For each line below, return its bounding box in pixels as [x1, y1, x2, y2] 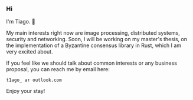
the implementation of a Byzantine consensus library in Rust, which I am [6, 42, 182, 49]
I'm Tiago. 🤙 [6, 18, 35, 25]
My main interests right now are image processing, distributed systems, [6, 29, 180, 36]
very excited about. [6, 48, 53, 55]
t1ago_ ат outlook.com [6, 77, 62, 84]
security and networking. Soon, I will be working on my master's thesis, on [6, 36, 188, 43]
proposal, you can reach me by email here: [6, 66, 110, 73]
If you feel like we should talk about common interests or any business [6, 59, 177, 66]
